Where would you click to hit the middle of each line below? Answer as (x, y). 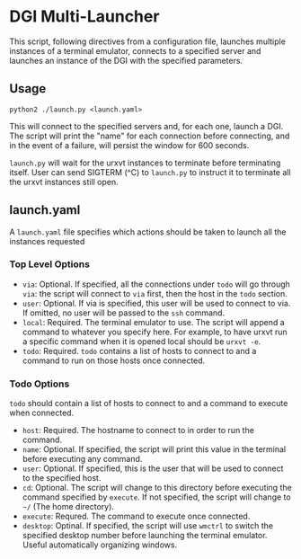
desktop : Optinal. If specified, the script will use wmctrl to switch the (148, 526)
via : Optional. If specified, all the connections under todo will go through (156, 284)
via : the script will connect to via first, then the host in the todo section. (155, 293)
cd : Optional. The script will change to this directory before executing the (157, 488)
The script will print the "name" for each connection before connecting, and (150, 136)
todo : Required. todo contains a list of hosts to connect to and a (139, 350)
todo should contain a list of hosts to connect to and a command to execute (149, 404)
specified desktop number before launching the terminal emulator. (145, 536)
